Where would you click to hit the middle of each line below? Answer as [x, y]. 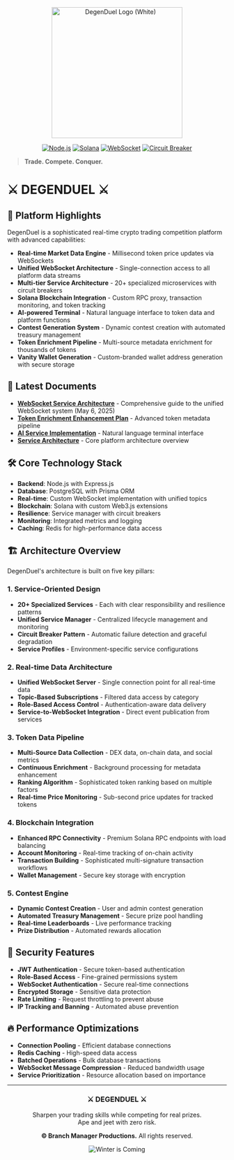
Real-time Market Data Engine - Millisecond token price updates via [116, 253]
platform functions [44, 320]
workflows [32, 867]
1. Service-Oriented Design [54, 589]
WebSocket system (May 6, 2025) [66, 411]
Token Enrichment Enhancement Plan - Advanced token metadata [114, 418]
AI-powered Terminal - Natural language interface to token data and [116, 313]
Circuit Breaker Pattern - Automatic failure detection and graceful [112, 634]
